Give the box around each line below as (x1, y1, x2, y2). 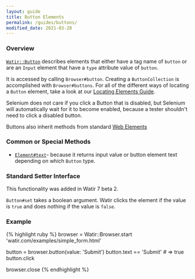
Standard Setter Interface (6, 172, 80, 180)
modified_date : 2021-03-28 (6, 25, 72, 31)
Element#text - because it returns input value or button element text (14, 151, 177, 158)
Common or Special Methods (6, 137, 91, 146)
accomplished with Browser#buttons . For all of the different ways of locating (6, 82, 189, 89)
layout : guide (6, 8, 41, 15)
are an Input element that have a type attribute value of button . (6, 64, 159, 71)
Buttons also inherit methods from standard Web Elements (6, 123, 147, 130)
